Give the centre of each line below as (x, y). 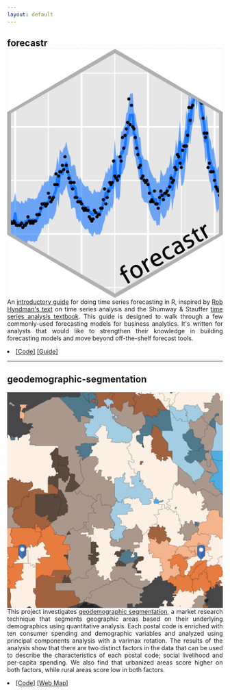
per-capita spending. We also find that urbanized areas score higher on (115, 662)
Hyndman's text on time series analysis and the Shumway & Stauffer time (115, 309)
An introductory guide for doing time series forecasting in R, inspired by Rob (115, 302)
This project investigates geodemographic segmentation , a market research (115, 611)
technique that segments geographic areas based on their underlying (115, 619)
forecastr (27, 43)
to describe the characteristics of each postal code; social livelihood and (115, 655)
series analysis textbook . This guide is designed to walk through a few (115, 316)
